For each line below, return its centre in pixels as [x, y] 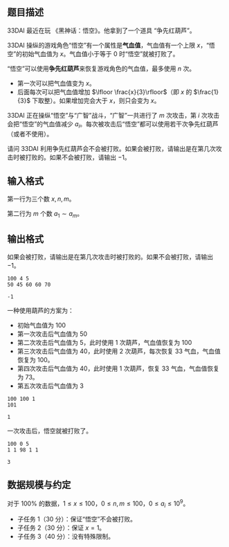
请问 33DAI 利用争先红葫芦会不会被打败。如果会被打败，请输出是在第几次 [112, 148]
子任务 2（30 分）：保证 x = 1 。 [61, 528]
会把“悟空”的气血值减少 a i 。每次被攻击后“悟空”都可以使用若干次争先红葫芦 [113, 125]
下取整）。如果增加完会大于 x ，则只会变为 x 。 [96, 100]
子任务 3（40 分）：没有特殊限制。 [66, 537]
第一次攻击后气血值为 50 [52, 334]
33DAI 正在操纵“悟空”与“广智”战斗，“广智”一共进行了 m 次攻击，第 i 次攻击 [113, 115]
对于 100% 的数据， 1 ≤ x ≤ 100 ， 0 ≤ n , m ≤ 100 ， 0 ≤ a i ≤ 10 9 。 [98, 503]
